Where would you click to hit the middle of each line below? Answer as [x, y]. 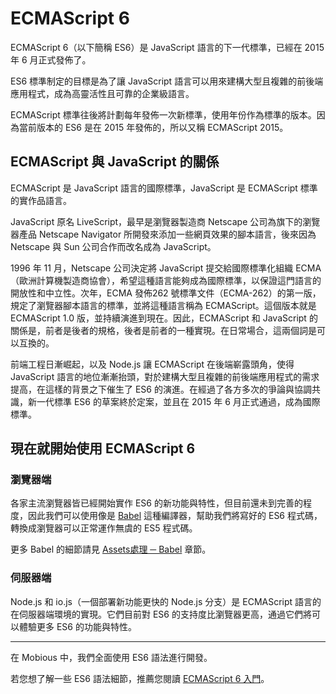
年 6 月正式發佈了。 [51, 59]
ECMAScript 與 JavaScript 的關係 [115, 162]
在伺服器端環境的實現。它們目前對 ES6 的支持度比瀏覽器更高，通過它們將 [161, 614]
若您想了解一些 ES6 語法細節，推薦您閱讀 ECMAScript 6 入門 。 [140, 678]
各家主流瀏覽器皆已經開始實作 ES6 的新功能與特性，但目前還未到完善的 [156, 503]
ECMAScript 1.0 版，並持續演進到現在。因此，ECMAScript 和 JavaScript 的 [164, 318]
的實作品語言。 [41, 200]
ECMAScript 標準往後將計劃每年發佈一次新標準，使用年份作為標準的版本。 [163, 114]
